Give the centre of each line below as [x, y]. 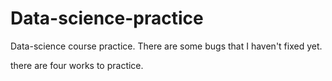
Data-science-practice [107, 18]
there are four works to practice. [77, 65]
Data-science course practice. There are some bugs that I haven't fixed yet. [166, 46]
